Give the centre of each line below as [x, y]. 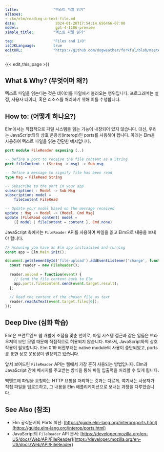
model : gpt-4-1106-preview [50, 28]
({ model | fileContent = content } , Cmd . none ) [63, 222]
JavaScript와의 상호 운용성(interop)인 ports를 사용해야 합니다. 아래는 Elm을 [82, 135]
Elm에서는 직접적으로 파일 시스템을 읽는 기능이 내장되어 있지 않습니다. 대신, [76, 129]
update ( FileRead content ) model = [41, 217]
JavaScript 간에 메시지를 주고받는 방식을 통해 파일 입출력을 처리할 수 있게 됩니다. [82, 370]
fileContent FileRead [36, 200]
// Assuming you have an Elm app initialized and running [65, 247]
